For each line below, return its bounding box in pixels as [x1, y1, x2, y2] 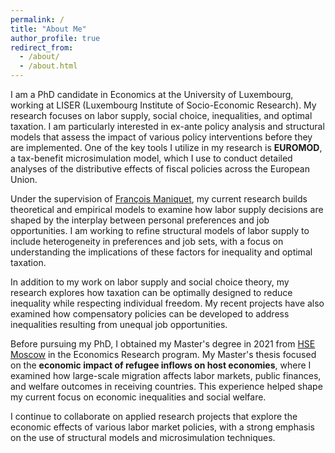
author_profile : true [10, 33, 101, 43]
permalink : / [10, 14, 65, 25]
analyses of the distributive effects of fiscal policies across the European [10, 163, 310, 175]
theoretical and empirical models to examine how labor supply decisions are [10, 204, 324, 215]
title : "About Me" [10, 24, 87, 34]
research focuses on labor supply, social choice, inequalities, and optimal [10, 110, 313, 121]
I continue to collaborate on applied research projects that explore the [10, 411, 298, 422]
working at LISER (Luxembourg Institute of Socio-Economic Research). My [10, 99, 317, 111]
